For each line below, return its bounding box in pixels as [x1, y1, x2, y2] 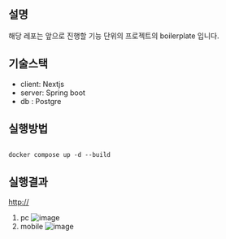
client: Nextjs [20, 79, 65, 89]
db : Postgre [20, 96, 62, 106]
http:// [8, 198, 30, 207]
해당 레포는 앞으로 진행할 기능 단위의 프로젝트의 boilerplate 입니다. [8, 31, 219, 41]
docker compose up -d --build [8, 151, 111, 159]
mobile [20, 222, 43, 232]
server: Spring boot [20, 88, 85, 98]
